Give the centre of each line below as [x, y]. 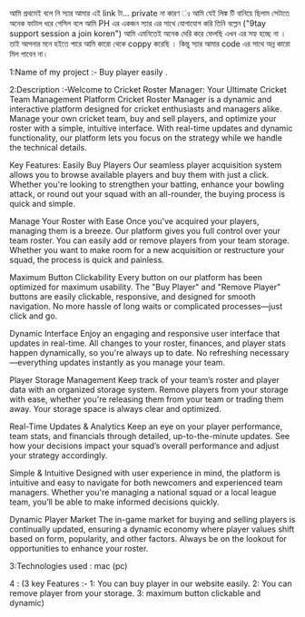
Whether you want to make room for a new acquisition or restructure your [147, 250]
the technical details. [49, 147]
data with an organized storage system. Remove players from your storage [149, 390]
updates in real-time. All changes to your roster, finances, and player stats [148, 343]
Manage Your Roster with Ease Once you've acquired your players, [135, 221]
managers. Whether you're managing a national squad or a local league [143, 492]
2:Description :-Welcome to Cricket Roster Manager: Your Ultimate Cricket [148, 89]
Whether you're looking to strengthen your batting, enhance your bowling [147, 184]
